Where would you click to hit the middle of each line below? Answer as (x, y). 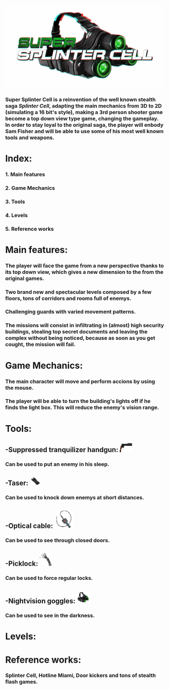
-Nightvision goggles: (40, 601)
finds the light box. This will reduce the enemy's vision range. (82, 407)
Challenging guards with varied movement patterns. (71, 312)
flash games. (21, 682)
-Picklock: (22, 563)
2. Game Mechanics (30, 188)
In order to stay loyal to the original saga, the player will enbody (84, 125)
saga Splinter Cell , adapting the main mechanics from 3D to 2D (84, 106)
